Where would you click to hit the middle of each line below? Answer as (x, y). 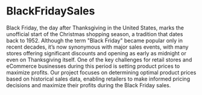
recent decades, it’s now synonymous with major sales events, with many (97, 47)
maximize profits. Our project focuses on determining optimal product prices (101, 72)
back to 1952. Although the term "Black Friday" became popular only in (94, 40)
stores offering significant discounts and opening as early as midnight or (96, 53)
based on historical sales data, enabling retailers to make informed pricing (98, 79)
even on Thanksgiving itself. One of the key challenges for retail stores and (99, 60)
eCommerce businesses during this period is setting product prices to (93, 66)
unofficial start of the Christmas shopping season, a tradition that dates (95, 34)
